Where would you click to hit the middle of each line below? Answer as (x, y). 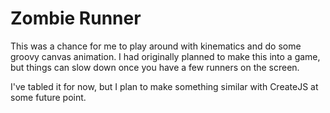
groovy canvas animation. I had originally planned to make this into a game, (165, 56)
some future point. (48, 97)
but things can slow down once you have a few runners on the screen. (155, 67)
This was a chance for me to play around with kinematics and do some (156, 46)
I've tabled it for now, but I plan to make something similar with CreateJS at (164, 86)
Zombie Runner (76, 18)
